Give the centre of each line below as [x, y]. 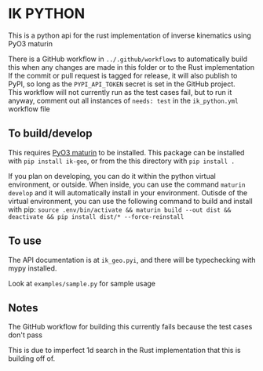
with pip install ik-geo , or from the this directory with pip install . [122, 161]
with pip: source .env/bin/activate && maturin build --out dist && [120, 209]
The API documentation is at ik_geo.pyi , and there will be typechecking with [132, 260]
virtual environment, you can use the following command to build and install [130, 201]
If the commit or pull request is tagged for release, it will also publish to [123, 75]
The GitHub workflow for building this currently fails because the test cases [130, 327]
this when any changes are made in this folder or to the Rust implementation [131, 67]
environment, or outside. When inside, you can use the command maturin [127, 184]
